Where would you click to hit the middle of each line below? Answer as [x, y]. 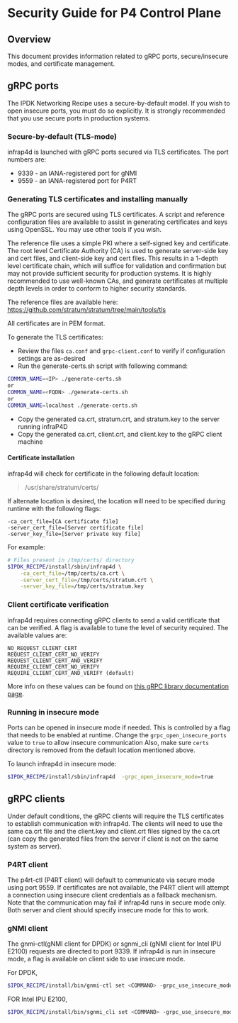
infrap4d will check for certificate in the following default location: [103, 474]
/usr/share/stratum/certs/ [62, 487]
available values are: [37, 635]
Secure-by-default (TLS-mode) [62, 136]
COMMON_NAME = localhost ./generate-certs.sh [73, 406]
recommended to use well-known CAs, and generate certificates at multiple [118, 281]
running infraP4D [43, 426]
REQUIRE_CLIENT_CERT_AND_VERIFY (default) [71, 673]
